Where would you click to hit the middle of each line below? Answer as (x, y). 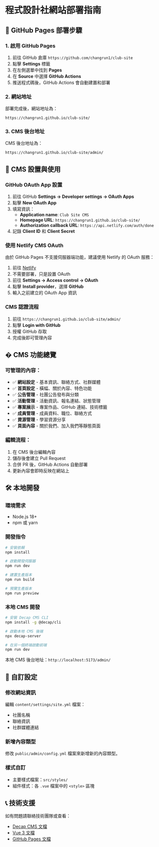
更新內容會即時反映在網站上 (41, 471)
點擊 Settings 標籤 (31, 63)
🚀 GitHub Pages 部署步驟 (44, 30)
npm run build (20, 580)
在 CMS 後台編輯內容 (34, 452)
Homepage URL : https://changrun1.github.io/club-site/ (80, 220)
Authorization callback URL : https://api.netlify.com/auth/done (87, 225)
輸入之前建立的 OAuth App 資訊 (45, 293)
